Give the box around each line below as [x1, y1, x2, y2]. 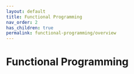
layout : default [6, 8, 46, 15]
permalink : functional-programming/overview [6, 30, 116, 36]
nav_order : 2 [6, 19, 38, 25]
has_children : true [6, 24, 54, 31]
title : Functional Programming [6, 14, 83, 20]
